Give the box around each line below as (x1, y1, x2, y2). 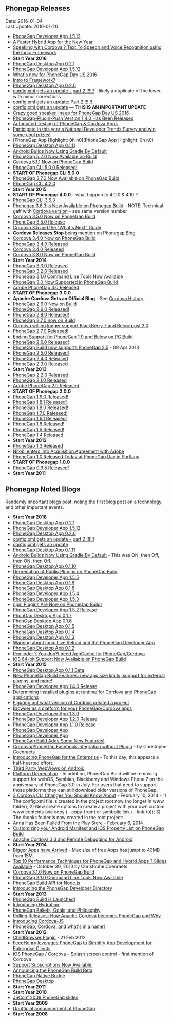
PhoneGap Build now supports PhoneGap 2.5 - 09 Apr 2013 (12, 344, 140, 350)
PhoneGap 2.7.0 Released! (12, 328, 69, 334)
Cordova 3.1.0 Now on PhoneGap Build (12, 868, 95, 875)
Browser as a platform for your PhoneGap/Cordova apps (12, 705, 132, 711)
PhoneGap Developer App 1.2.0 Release (12, 716, 98, 722)
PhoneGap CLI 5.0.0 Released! (12, 164, 78, 170)
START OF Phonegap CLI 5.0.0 (12, 170, 80, 176)
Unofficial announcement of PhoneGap (12, 1005, 95, 1011)
